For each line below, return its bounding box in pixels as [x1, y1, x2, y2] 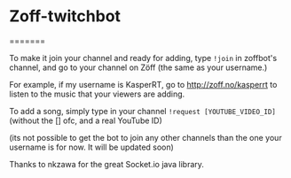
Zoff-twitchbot [9, 6, 122, 27]
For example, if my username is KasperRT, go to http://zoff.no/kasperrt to [9, 79, 278, 89]
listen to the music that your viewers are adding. [9, 89, 185, 99]
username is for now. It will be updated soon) [9, 142, 175, 152]
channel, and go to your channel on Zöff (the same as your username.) [9, 62, 268, 73]
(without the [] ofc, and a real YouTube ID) [9, 115, 162, 126]
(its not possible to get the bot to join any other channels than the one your [9, 132, 282, 143]
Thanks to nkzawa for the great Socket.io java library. [9, 159, 204, 169]
